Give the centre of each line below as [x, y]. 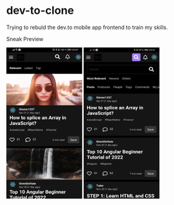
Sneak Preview [25, 39]
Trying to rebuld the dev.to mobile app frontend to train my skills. [87, 27]
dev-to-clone [40, 11]
